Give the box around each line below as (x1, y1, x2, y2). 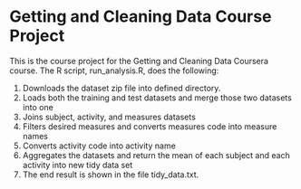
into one (22, 101, 54, 112)
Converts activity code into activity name (22, 140, 177, 151)
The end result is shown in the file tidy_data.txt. (22, 169, 199, 180)
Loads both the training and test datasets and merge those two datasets (22, 92, 292, 103)
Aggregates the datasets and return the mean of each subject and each (22, 149, 290, 160)
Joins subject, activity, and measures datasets (22, 111, 197, 122)
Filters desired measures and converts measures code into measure (22, 120, 277, 132)
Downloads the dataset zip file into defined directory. (22, 82, 221, 93)
